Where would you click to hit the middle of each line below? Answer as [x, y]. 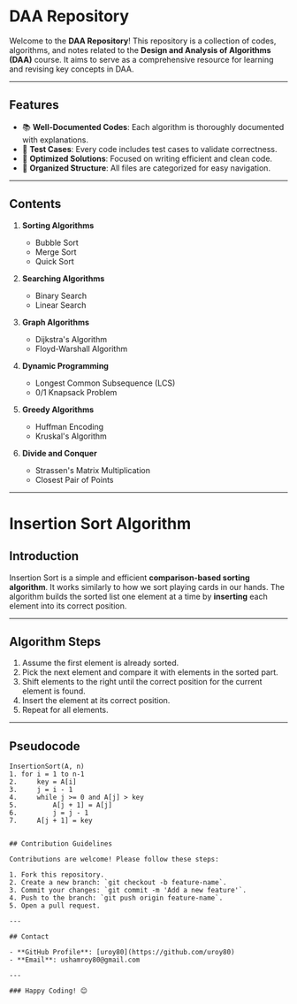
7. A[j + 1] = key [51, 821]
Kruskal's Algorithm [71, 436]
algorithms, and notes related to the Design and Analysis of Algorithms [140, 50]
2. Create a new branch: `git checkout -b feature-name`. [118, 883]
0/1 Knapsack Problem [76, 392]
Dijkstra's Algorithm [71, 339]
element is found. [53, 691]
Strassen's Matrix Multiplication [92, 470]
